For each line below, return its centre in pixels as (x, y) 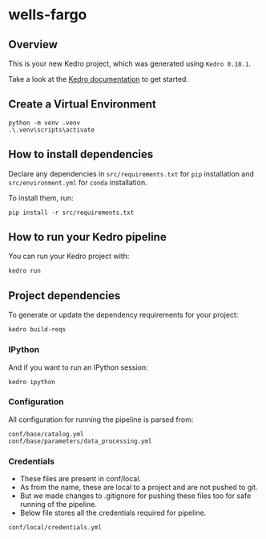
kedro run (25, 271)
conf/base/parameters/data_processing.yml (80, 441)
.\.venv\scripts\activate (51, 130)
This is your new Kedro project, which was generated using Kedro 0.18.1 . (130, 63)
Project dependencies (64, 296)
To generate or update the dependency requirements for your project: (123, 315)
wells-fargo (48, 15)
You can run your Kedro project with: (69, 256)
